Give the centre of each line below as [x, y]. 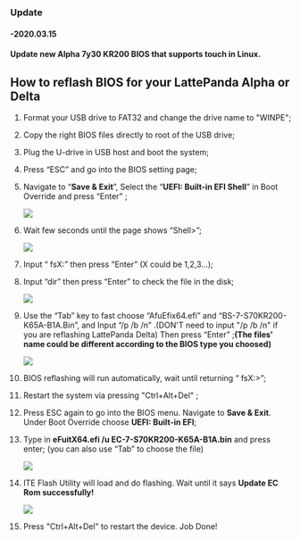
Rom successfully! [58, 492]
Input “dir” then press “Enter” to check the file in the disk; [129, 281]
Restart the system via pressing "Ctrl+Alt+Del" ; [111, 395]
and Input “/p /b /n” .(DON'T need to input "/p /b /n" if [179, 325]
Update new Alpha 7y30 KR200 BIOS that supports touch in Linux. [136, 54]
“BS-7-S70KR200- [252, 315]
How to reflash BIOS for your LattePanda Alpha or [150, 82]
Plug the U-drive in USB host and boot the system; [116, 152]
